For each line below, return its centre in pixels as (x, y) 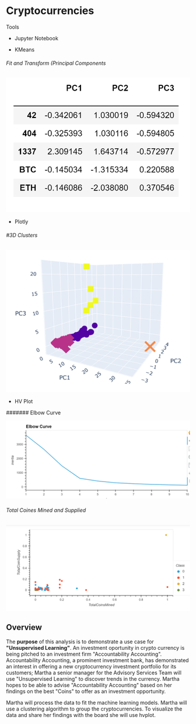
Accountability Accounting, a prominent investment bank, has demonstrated (97, 660)
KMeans (24, 49)
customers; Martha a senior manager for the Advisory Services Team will (94, 673)
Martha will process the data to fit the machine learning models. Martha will (97, 702)
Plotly (21, 221)
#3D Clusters (22, 235)
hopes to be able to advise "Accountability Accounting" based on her (89, 685)
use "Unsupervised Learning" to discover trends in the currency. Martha (93, 678)
